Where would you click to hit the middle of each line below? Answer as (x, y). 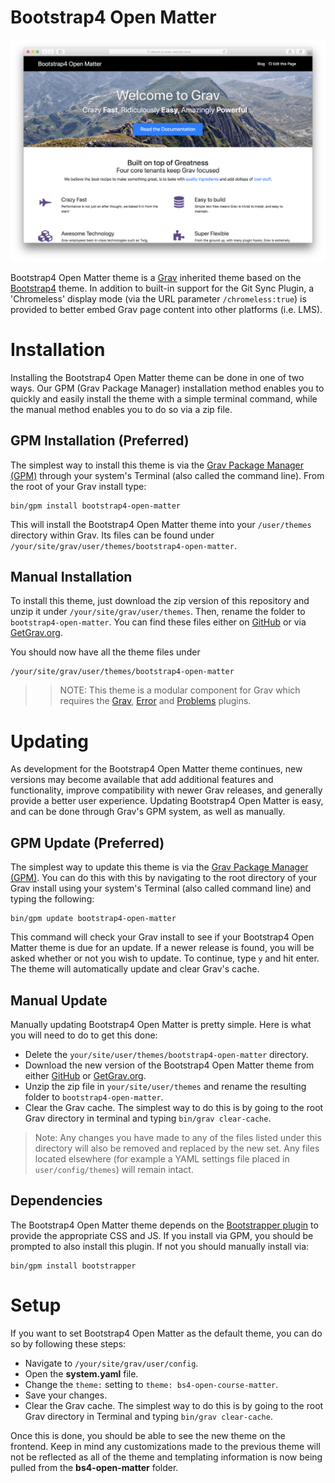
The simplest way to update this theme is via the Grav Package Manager (159, 867)
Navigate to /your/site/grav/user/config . (111, 1363)
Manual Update (59, 1000)
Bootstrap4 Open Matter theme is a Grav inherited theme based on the (156, 277)
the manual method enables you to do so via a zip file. (121, 409)
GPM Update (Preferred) (87, 842)
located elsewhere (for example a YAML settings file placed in (162, 1158)
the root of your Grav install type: (78, 486)
